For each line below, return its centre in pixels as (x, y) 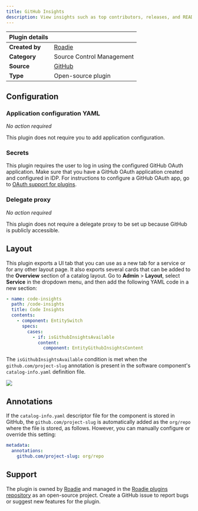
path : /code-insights (38, 304)
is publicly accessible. (33, 230)
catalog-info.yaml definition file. (46, 372)
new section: (22, 288)
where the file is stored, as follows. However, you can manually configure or (98, 428)
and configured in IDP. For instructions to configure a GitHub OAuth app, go (98, 178)
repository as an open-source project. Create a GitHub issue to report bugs (98, 495)
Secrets (18, 153)
